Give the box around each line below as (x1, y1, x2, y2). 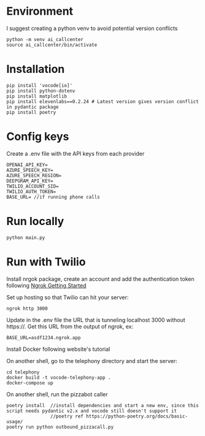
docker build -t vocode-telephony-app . (6, 374, 112, 381)
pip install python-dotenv (6, 88, 75, 94)
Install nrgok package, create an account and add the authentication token (6, 275, 195, 283)
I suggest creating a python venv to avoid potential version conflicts (6, 25, 178, 32)
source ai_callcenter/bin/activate (6, 42, 98, 48)
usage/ (6, 418, 23, 424)
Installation (6, 63, 65, 76)
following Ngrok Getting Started (6, 281, 87, 289)
